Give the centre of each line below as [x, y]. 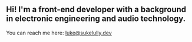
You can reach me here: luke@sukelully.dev [59, 33]
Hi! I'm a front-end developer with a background [96, 10]
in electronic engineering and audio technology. [96, 19]
